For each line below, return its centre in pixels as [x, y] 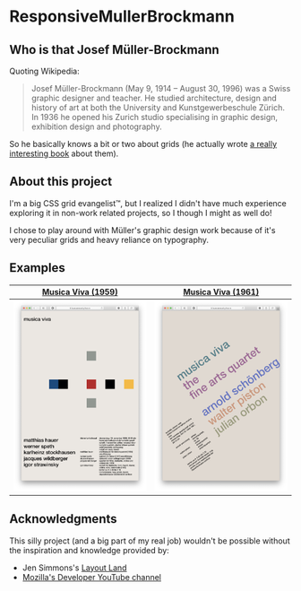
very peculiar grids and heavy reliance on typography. [109, 239]
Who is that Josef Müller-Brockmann [114, 50]
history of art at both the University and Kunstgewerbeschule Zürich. [158, 108]
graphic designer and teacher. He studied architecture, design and [154, 98]
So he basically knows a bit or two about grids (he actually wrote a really [143, 144]
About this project [61, 182]
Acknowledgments [64, 519]
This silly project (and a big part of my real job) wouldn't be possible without [150, 541]
